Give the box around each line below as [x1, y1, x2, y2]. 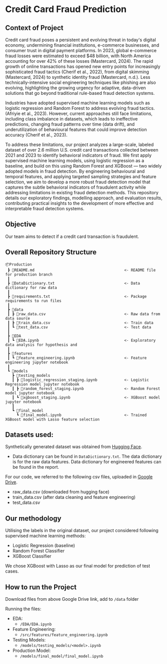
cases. [5, 568, 19, 574]
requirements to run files [5, 298, 62, 303]
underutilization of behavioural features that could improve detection [5, 126, 147, 132]
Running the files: [5, 606, 42, 612]
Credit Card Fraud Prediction [5, 4, 127, 15]
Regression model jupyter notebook [5, 381, 80, 387]
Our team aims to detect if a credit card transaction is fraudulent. [5, 233, 139, 239]
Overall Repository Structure [5, 248, 97, 256]
